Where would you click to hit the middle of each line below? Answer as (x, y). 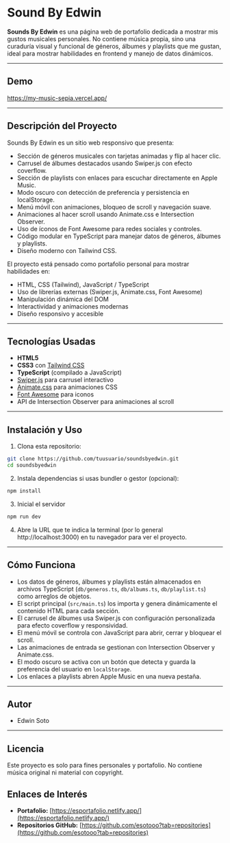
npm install (24, 491)
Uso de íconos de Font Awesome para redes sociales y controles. (109, 228)
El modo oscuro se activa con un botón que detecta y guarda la (106, 662)
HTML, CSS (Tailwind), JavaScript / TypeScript (83, 284)
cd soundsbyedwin (32, 465)
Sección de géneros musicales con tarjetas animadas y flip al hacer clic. (119, 156)
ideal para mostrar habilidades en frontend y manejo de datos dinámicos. (110, 54)
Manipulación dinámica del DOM (63, 299)
